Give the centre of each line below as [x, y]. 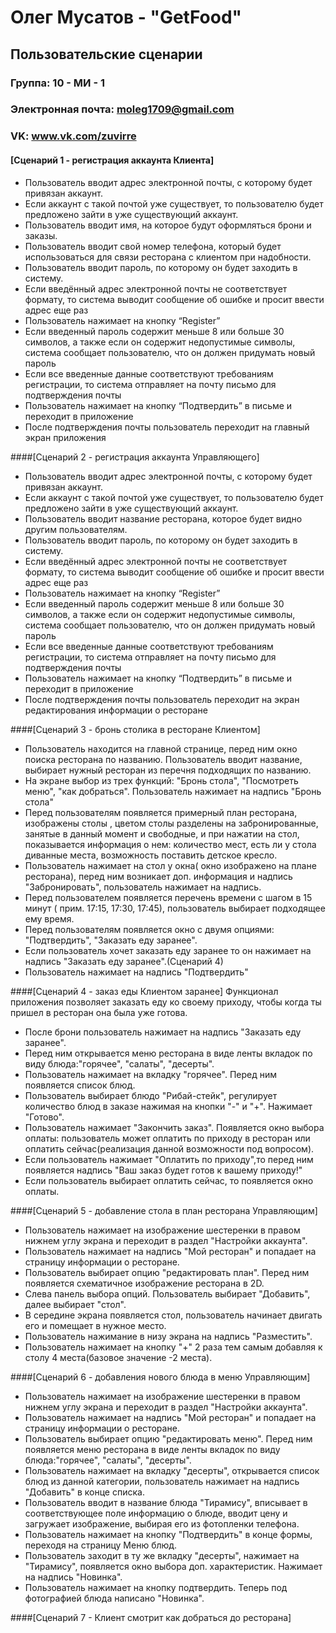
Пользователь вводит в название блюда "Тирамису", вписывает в [166, 1502]
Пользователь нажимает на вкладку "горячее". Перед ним [151, 1074]
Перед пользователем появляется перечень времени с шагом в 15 [168, 897]
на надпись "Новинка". [73, 1577]
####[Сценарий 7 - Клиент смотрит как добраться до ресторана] [151, 1617]
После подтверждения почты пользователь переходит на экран [162, 699]
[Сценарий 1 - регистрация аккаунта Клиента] [112, 160]
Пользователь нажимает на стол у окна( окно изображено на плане [170, 865]
